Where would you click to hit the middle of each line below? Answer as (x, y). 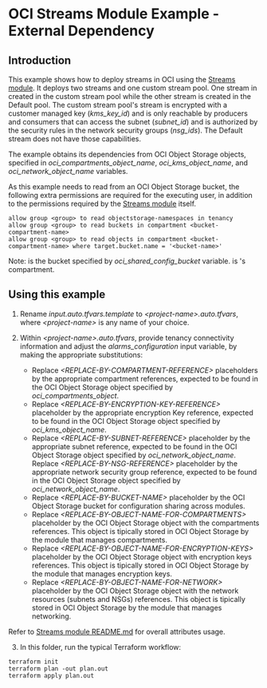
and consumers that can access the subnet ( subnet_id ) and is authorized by (133, 122)
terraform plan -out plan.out (59, 668)
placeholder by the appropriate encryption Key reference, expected (142, 413)
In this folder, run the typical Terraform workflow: (100, 646)
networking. (51, 616)
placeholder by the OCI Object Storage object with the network (135, 591)
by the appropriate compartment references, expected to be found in (145, 378)
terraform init (33, 662)
